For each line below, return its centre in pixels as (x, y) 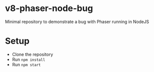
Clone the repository (32, 54)
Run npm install (29, 59)
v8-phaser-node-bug (49, 8)
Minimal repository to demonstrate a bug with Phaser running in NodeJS (77, 22)
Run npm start (26, 64)
